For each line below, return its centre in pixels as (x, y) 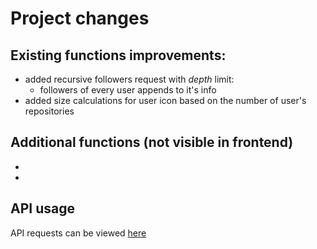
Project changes (80, 18)
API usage (42, 208)
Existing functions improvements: (118, 55)
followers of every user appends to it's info (128, 90)
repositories (49, 111)
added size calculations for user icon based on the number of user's (165, 100)
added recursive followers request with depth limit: (129, 79)
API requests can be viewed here (78, 233)
